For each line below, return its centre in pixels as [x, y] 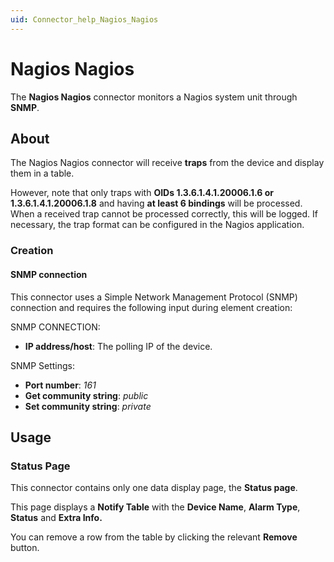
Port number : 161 [60, 385]
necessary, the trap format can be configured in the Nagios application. [157, 225]
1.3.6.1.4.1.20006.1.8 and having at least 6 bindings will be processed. [156, 203]
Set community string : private [88, 406]
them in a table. [42, 173]
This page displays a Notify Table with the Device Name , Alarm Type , [155, 507]
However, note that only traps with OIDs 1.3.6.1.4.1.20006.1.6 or [142, 193]
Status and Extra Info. [56, 518]
